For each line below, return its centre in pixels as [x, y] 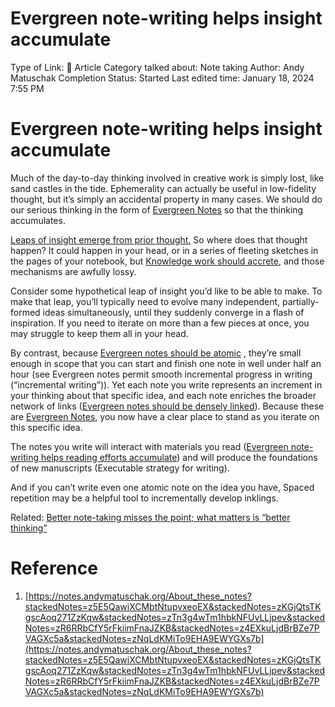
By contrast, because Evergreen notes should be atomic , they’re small [156, 353]
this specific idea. [46, 427]
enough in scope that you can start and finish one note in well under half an [166, 363]
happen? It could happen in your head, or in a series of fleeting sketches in [164, 250]
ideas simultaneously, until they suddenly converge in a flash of [173, 312]
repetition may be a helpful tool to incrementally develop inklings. [144, 498]
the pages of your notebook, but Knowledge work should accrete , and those [167, 261]
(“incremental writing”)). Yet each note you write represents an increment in [166, 384]
